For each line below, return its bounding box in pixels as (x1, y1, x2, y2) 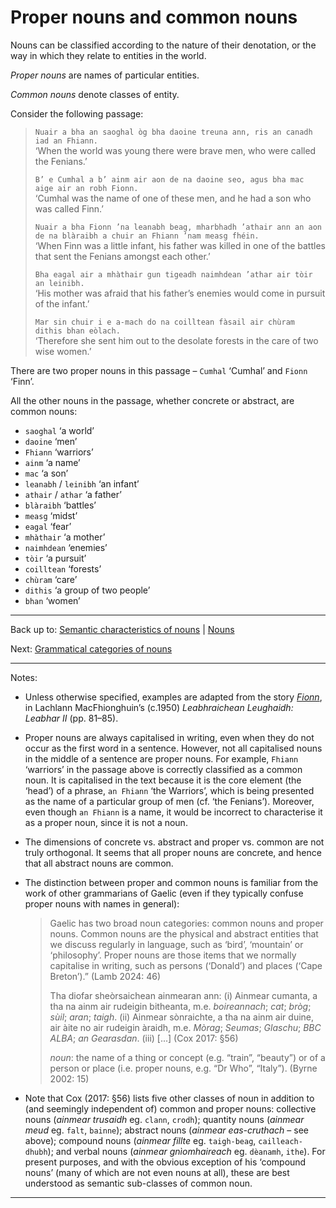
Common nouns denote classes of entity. (10, 88, 180, 100)
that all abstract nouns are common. (24, 857, 174, 869)
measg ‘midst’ (24, 509, 78, 521)
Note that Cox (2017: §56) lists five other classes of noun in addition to (24, 1092, 315, 1104)
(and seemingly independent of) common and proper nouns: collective (24, 1102, 317, 1115)
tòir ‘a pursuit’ (24, 552, 87, 564)
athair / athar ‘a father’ (24, 488, 122, 500)
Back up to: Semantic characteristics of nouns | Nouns (10, 623, 235, 635)
